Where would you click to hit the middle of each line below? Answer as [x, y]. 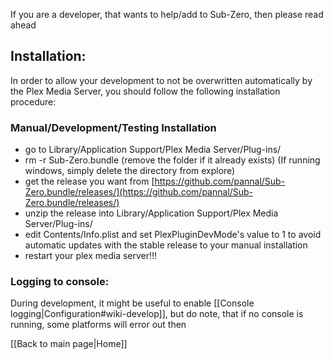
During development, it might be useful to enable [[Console [132, 303]
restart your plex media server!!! [91, 256]
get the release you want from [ [89, 181]
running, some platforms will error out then [98, 325]
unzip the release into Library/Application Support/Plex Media [151, 213]
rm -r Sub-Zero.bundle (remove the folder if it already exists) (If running [172, 160]
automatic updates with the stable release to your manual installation [166, 245]
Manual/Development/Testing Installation [113, 127]
